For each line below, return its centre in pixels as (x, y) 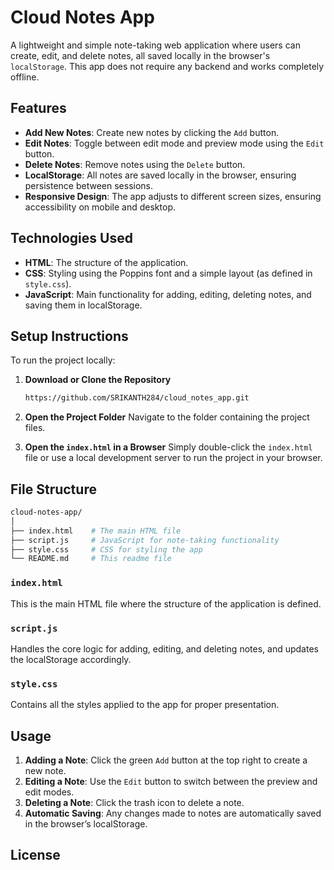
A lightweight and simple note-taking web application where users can (155, 45)
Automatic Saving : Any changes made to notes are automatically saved (173, 813)
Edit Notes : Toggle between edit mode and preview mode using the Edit (174, 143)
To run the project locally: (63, 360)
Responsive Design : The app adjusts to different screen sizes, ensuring (173, 196)
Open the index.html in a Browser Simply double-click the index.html (168, 447)
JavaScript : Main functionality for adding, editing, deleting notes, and (168, 294)
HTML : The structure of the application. (106, 262)
